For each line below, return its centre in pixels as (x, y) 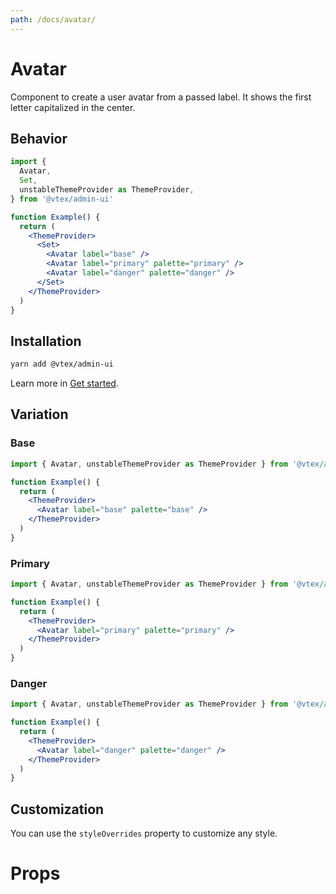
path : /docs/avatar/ (53, 19)
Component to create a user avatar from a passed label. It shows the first (161, 97)
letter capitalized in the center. (73, 107)
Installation (46, 341)
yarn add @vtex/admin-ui (62, 364)
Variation (39, 414)
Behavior (39, 138)
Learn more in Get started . (64, 383)
